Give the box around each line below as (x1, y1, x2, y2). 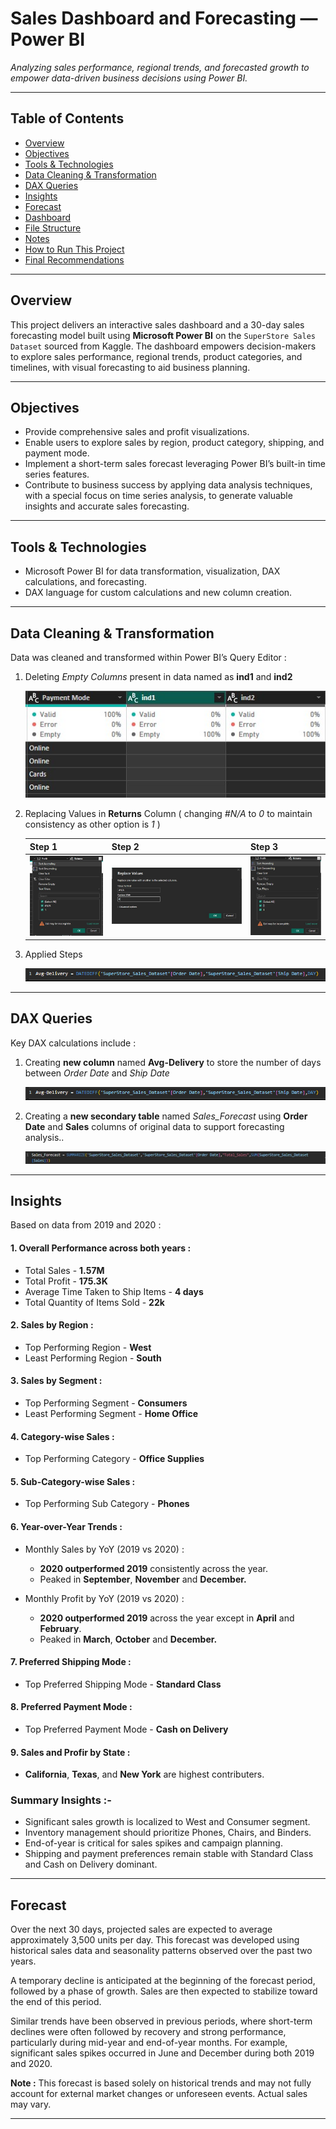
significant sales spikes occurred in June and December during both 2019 (10, 2047, 315, 2059)
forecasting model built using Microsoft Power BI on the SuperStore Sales (10, 329, 317, 341)
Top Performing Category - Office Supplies (24, 1453, 205, 1465)
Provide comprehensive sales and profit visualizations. (24, 426, 250, 438)
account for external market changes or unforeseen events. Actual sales (10, 2088, 308, 2100)
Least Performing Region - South (24, 1352, 162, 1364)
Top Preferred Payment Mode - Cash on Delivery (24, 1723, 229, 1735)
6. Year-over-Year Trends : (10, 1520, 123, 1532)
